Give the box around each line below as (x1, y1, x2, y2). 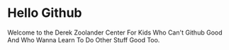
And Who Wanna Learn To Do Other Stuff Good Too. (7, 35, 160, 44)
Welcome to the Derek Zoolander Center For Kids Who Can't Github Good (7, 28, 223, 37)
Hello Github (7, 5, 83, 21)
